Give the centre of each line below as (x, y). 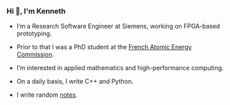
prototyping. (34, 33)
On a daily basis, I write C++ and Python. (75, 81)
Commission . (35, 54)
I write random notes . (47, 95)
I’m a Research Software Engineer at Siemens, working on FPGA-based (118, 26)
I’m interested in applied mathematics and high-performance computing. (120, 68)
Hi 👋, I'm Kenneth (36, 11)
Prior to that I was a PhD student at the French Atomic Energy (104, 47)
